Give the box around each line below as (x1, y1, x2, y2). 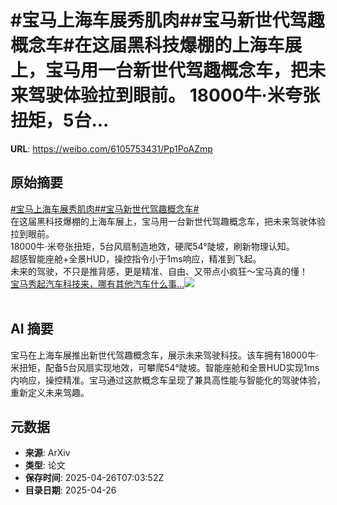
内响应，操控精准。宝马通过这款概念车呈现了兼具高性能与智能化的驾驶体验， (10, 374, 326, 386)
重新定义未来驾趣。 (10, 386, 90, 398)
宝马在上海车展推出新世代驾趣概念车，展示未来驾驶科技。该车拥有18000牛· (10, 349, 319, 361)
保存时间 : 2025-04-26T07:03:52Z (24, 472, 165, 484)
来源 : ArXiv (24, 447, 71, 459)
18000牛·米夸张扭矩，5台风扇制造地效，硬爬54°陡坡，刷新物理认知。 (10, 240, 295, 252)
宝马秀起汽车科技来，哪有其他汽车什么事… (10, 277, 185, 290)
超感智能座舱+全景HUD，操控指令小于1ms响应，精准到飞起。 (10, 252, 262, 265)
